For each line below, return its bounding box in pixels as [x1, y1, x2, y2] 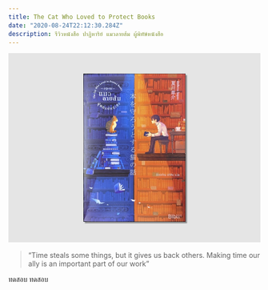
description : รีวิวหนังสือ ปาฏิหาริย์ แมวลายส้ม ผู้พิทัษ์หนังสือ [8, 30, 164, 38]
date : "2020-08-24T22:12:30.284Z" [8, 21, 124, 30]
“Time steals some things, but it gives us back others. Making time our [27, 251, 260, 260]
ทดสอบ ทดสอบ [8, 275, 49, 284]
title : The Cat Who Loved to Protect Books [8, 13, 156, 21]
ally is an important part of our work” [27, 259, 150, 268]
